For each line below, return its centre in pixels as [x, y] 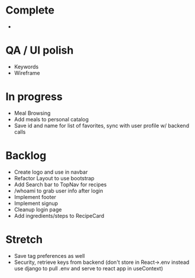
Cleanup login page [38, 209]
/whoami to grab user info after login [58, 191]
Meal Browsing [32, 113]
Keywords [26, 67]
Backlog [26, 155]
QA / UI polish [40, 50]
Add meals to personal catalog [51, 119]
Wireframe [27, 73]
